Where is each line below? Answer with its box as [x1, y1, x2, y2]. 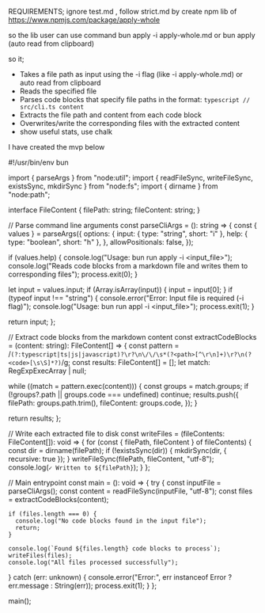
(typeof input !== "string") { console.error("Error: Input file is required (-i [8, 293, 244, 303]
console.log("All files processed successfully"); [8, 558, 179, 566]
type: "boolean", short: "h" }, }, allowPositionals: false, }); [8, 238, 194, 246]
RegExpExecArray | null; [8, 366, 87, 375]
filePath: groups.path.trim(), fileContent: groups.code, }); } [8, 398, 198, 407]
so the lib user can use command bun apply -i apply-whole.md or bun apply [8, 31, 256, 40]
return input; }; [8, 317, 56, 326]
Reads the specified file [19, 86, 97, 96]
